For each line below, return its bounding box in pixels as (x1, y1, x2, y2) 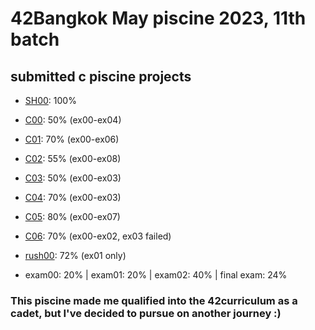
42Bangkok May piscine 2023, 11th (10, 7, 307, 30)
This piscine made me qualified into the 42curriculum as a (10, 293, 298, 307)
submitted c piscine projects (10, 68, 192, 85)
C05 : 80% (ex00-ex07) (24, 211, 121, 222)
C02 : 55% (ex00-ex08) (24, 153, 122, 164)
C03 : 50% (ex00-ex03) (24, 172, 122, 184)
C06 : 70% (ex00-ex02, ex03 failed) (24, 230, 172, 242)
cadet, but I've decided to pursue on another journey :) (10, 306, 282, 320)
